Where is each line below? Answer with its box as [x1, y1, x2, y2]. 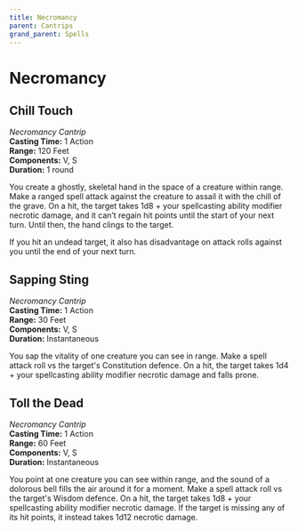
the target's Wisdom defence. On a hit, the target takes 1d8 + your [9, 493, 252, 503]
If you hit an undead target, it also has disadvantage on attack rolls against [9, 237, 282, 247]
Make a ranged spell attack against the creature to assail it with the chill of [9, 191, 282, 202]
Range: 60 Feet [9, 438, 67, 448]
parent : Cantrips [9, 21, 74, 30]
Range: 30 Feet [9, 315, 67, 326]
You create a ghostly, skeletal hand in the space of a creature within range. [9, 181, 284, 192]
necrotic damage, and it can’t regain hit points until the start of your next [9, 210, 275, 221]
